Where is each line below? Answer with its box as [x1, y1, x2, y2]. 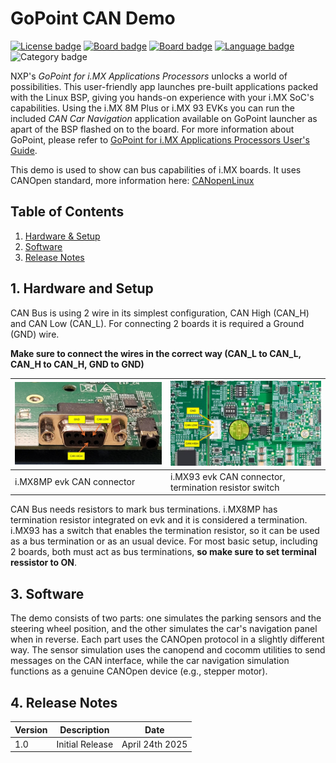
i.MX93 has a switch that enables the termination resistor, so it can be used [10, 525, 320, 537]
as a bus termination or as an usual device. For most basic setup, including [10, 535, 318, 547]
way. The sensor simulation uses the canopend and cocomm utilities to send [10, 644, 326, 656]
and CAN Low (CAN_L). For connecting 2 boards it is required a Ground [10, 317, 305, 329]
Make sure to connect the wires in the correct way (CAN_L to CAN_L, [10, 347, 302, 359]
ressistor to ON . [10, 557, 78, 569]
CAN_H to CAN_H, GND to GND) [10, 358, 145, 370]
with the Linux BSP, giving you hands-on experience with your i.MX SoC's [10, 91, 315, 103]
